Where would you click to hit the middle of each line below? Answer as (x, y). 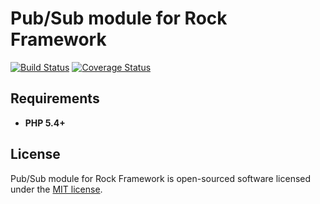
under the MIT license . (56, 189)
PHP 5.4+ (45, 123)
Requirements (55, 98)
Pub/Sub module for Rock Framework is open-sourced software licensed (161, 178)
